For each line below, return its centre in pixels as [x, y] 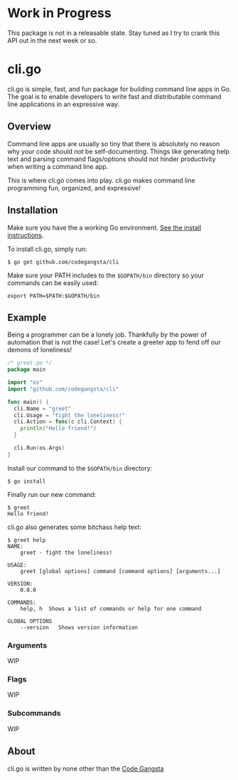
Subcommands [34, 713]
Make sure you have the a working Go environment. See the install [104, 227]
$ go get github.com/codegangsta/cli [63, 262]
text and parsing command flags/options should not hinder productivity [112, 159]
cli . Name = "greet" [43, 409]
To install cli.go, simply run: [47, 249]
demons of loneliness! [40, 350]
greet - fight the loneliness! [66, 553]
